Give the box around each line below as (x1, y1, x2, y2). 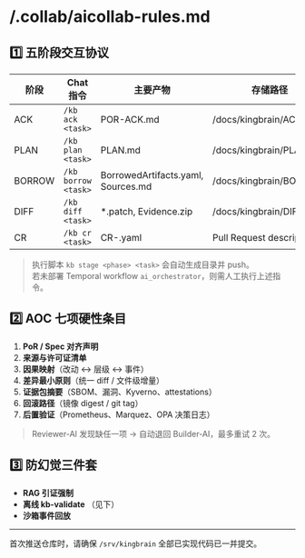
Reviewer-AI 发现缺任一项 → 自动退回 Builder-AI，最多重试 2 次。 (31, 428, 275, 439)
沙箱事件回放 (22, 510, 71, 521)
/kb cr (63, 228, 93, 238)
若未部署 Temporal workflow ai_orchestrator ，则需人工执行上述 (31, 271, 273, 281)
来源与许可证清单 (22, 352, 87, 363)
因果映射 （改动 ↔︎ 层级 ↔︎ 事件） (22, 364, 150, 374)
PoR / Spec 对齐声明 (22, 341, 99, 352)
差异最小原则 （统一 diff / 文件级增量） (22, 374, 165, 385)
